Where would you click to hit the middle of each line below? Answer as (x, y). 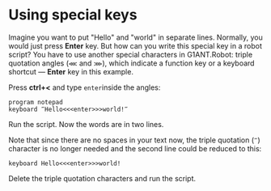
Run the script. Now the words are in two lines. (86, 124)
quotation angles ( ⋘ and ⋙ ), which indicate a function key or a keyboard (131, 63)
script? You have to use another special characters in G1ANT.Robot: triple (131, 54)
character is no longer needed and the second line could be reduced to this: (135, 148)
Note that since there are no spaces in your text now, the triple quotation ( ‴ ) (134, 140)
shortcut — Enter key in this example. (71, 71)
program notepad (36, 102)
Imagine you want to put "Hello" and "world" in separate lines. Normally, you (135, 37)
